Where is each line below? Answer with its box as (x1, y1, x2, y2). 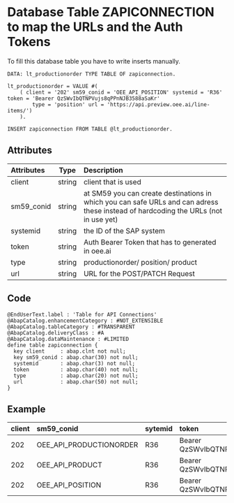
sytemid (145, 424, 173, 434)
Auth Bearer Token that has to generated (83, 237, 217, 247)
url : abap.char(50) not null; (13, 378, 139, 385)
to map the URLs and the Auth (7, 19, 183, 35)
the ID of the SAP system (83, 226, 166, 235)
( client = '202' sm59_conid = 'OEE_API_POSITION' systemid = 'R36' (19, 89, 223, 96)
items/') (7, 107, 33, 114)
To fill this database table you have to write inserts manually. (7, 57, 181, 65)
